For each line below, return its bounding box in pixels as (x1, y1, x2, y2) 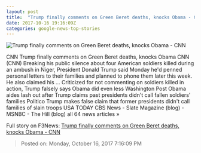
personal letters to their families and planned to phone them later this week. (6, 72, 193, 79)
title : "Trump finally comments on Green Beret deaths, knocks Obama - (6, 14, 191, 20)
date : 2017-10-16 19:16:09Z (6, 20, 77, 26)
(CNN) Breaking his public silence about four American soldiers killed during (6, 60, 194, 67)
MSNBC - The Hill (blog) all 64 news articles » (6, 111, 120, 118)
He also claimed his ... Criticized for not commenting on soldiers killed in (6, 79, 184, 86)
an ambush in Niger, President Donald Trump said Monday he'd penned (6, 66, 182, 74)
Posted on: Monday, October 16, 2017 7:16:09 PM (20, 140, 142, 147)
